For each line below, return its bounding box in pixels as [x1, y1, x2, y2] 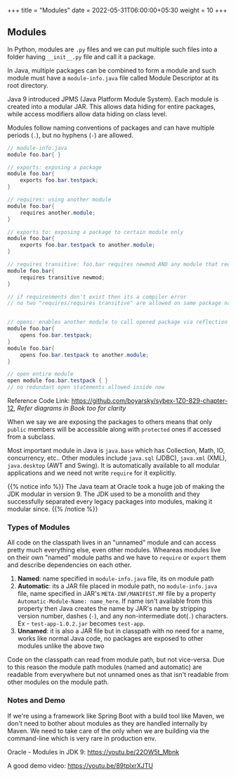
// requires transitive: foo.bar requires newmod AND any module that [7, 261, 218, 268]
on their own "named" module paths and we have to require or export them [7, 553, 227, 562]
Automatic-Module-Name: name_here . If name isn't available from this [17, 597, 213, 605]
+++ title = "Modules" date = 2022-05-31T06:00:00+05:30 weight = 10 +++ [7, 6, 228, 14]
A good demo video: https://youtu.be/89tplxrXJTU [7, 761, 153, 770]
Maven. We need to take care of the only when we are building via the [7, 726, 209, 735]
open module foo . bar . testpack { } [7, 377, 109, 385]
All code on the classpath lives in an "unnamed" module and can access [7, 538, 216, 547]
